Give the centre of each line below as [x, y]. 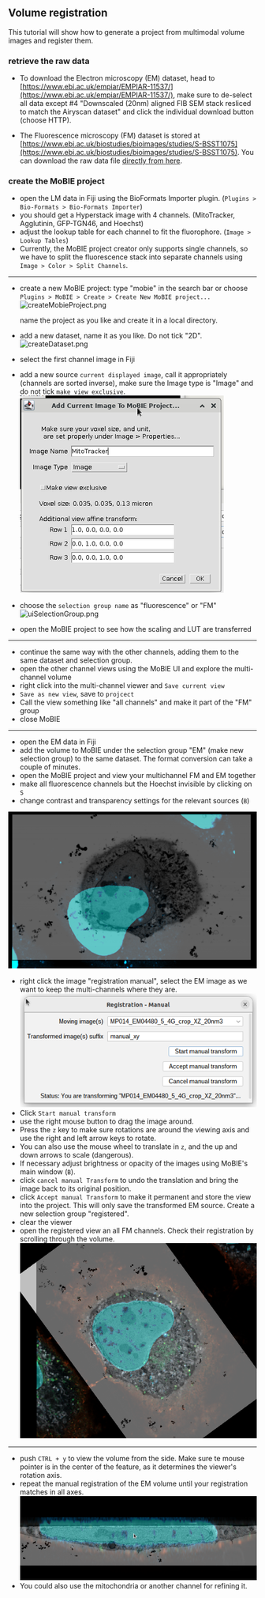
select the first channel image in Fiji [77, 360]
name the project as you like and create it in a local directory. [119, 320]
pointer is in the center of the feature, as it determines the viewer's [128, 1467]
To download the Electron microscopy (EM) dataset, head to [117, 78]
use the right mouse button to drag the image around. [107, 1121]
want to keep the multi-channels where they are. [98, 990]
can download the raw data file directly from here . [101, 161]
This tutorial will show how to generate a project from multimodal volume [127, 32]
